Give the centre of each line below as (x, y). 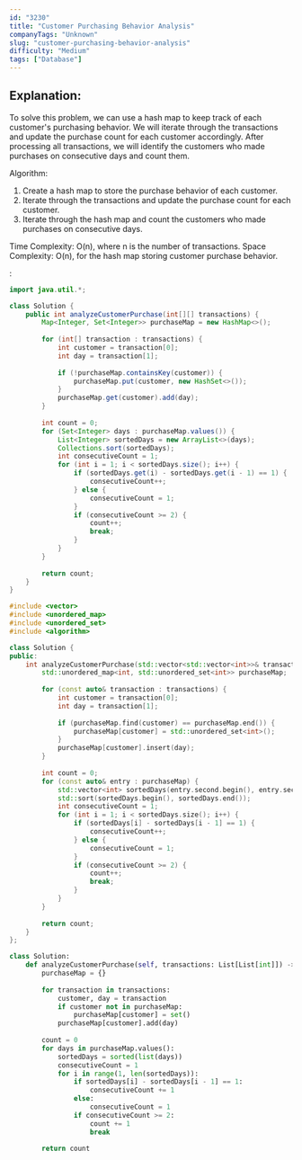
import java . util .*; (48, 290)
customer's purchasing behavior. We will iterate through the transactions (144, 127)
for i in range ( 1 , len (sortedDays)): (128, 1074)
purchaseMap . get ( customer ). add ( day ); (128, 398)
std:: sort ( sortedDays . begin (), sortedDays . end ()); (154, 798)
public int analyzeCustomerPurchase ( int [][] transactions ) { (142, 314)
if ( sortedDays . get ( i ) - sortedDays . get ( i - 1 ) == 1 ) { (180, 473)
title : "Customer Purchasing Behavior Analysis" (102, 26)
